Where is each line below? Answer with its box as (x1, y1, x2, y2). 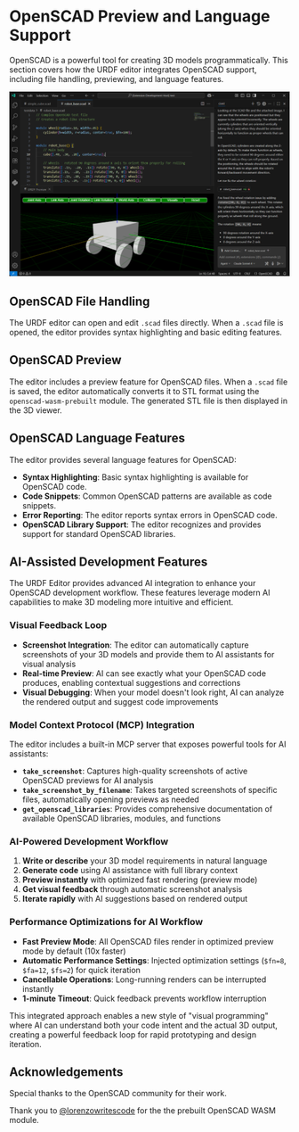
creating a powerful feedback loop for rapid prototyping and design (9, 1029, 256, 1040)
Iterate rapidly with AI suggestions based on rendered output (21, 894, 248, 905)
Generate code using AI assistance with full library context (21, 865, 238, 876)
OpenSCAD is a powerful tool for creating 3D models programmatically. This (9, 54, 289, 65)
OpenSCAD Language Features (9, 431, 185, 446)
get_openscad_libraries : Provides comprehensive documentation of (21, 804, 273, 814)
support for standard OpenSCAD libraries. (21, 528, 176, 539)
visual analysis (21, 658, 77, 669)
